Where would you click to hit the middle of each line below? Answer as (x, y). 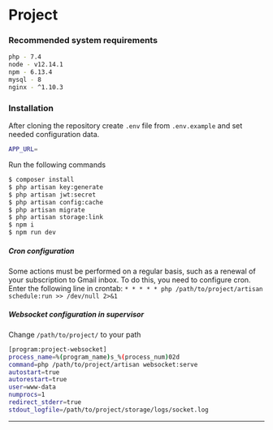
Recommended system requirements (83, 41)
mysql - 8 (25, 80)
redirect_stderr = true (45, 402)
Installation (31, 108)
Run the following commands (57, 165)
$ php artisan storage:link (56, 217)
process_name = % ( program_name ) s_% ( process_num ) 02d (94, 357)
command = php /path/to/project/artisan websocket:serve (103, 364)
